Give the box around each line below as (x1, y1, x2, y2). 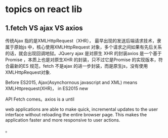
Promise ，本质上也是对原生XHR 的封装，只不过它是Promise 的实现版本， (5, 57, 158, 63)
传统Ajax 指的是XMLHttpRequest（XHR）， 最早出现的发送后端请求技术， (5, 38, 157, 43)
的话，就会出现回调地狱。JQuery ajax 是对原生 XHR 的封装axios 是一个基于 (5, 51, 162, 56)
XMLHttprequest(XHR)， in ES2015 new (5, 85, 89, 91)
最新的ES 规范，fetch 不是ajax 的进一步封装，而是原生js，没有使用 (9, 63, 148, 69)
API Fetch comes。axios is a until (5, 96, 75, 102)
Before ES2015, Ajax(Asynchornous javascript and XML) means (5, 79, 138, 85)
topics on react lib (5, 4, 82, 15)
